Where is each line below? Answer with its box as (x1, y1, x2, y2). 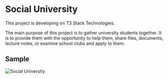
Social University (5, 3, 78, 15)
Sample (5, 55, 30, 63)
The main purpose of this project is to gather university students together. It (5, 29, 162, 35)
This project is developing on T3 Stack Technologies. (5, 20, 115, 26)
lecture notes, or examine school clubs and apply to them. (5, 40, 125, 46)
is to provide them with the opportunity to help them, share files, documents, (5, 35, 163, 41)
